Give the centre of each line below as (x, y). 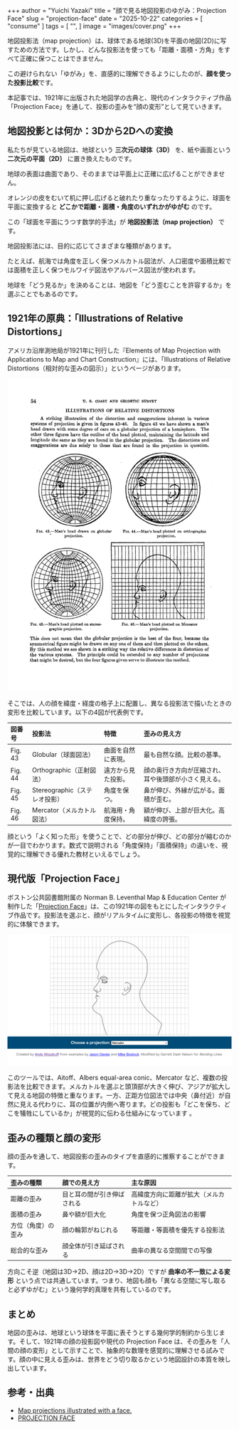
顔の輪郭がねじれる (90, 1230)
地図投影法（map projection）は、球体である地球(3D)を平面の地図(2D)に (114, 41)
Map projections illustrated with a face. (75, 1410)
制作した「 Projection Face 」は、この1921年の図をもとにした (96, 906)
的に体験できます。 (35, 923)
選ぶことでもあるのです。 (44, 293)
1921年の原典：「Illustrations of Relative (95, 319)
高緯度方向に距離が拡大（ (169, 1194)
